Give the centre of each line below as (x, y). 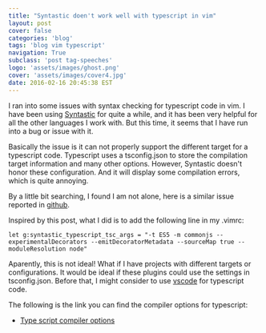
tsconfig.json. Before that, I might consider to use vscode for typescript (126, 280)
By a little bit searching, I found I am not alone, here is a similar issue (121, 196)
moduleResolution (37, 249)
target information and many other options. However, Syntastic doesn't (125, 163)
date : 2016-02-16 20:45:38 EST (60, 82)
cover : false (30, 30)
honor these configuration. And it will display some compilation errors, (124, 172)
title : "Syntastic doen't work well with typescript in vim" (113, 16)
